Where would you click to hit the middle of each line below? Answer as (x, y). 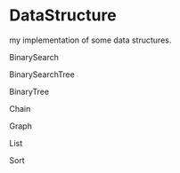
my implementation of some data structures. (90, 40)
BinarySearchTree (42, 74)
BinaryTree (29, 91)
